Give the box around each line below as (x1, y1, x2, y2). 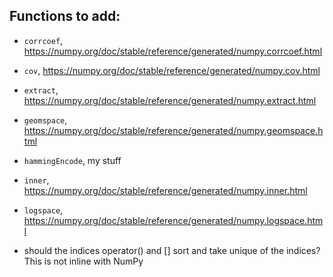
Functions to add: (9, 8, 121, 25)
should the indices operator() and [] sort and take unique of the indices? (23, 244, 321, 256)
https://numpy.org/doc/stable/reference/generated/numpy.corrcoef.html (23, 45, 323, 57)
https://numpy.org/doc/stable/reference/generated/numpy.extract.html (23, 94, 317, 106)
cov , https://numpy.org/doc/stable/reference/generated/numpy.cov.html (23, 64, 321, 76)
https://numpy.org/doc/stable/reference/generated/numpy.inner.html (23, 184, 308, 196)
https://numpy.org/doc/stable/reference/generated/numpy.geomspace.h (23, 124, 324, 136)
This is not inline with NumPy (23, 255, 144, 267)
